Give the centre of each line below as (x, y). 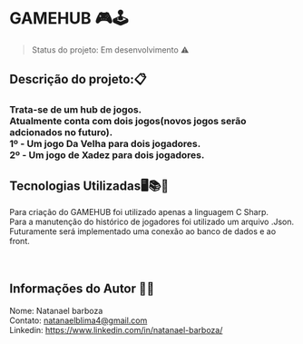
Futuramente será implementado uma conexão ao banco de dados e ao (143, 231)
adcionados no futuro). (61, 133)
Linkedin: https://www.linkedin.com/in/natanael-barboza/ (116, 329)
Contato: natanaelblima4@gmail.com (78, 320)
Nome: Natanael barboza (56, 310)
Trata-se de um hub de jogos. (76, 110)
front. (20, 241)
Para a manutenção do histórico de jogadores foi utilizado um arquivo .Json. (152, 222)
